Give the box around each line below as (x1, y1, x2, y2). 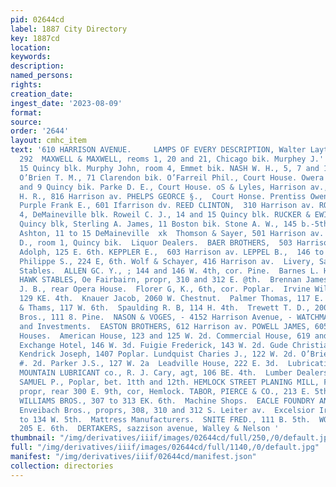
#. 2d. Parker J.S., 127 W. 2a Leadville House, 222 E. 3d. (19, 359, 280, 369)
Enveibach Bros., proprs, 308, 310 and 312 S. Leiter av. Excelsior (19, 405, 315, 415)
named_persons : (10, 71, 74, 81)
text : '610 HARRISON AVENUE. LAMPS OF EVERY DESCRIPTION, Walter (10, 145, 307, 155)
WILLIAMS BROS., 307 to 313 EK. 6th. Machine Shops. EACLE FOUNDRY (19, 396, 315, 406)
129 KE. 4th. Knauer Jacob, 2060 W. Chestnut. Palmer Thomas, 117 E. (19, 294, 325, 304)
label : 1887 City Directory (10, 24, 128, 34)
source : (10, 117, 43, 127)
